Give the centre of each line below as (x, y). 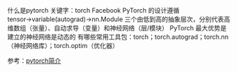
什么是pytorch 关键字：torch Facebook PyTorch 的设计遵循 (93, 10)
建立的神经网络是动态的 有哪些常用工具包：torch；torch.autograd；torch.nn (118, 37)
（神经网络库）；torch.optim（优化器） (63, 46)
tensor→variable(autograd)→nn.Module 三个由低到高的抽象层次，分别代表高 (119, 19)
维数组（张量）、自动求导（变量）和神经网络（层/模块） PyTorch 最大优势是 (117, 28)
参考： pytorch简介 (34, 61)
